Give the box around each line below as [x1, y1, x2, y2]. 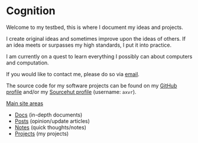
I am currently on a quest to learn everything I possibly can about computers [6, 53, 193, 60]
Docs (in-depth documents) [14, 111, 83, 118]
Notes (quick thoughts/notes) [14, 123, 87, 131]
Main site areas [6, 99, 43, 107]
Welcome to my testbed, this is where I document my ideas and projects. [6, 24, 183, 31]
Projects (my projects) [14, 130, 69, 137]
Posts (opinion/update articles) [14, 117, 90, 125]
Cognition [6, 4, 56, 18]
